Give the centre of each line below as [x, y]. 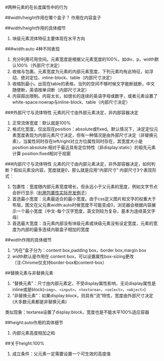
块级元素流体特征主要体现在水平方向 [49, 38]
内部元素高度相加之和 [33, 333]
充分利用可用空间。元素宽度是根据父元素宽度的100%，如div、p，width [83, 59]
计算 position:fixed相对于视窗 [41, 154]
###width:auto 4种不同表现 [32, 49]
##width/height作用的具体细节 [35, 28]
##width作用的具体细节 [29, 240]
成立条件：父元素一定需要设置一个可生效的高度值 [61, 354]
